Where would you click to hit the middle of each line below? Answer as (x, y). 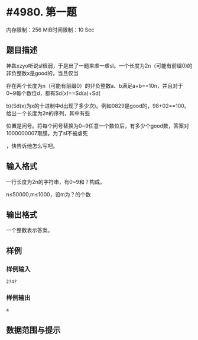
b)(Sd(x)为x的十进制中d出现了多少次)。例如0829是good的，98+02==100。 (98, 106)
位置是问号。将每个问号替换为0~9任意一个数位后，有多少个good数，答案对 (98, 126)
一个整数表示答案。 (30, 230)
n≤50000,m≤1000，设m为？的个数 (48, 194)
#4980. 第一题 (41, 12)
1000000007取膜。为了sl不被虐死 (47, 133)
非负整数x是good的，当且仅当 (42, 73)
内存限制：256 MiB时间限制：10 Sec (50, 30)
